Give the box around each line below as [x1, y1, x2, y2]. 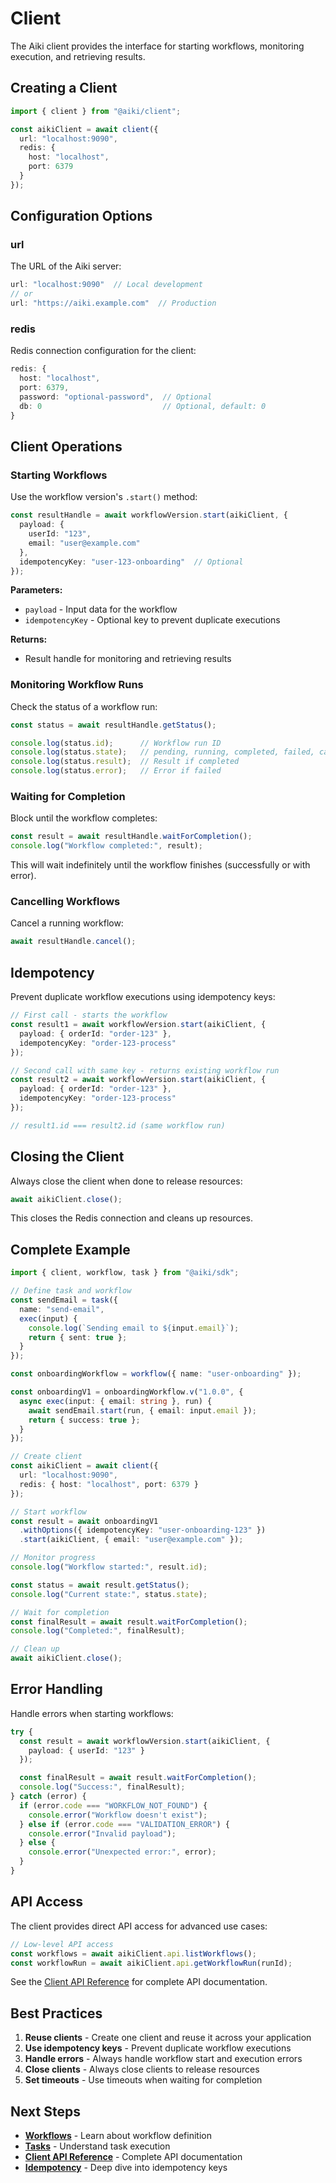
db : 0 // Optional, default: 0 [19, 401, 267, 411]
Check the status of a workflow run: [10, 700, 158, 712]
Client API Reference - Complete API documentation [24, 2151, 243, 2162]
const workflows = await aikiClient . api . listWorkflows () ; [10, 1948, 257, 1959]
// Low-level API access [10, 1939, 114, 1949]
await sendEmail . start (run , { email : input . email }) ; [28, 1405, 257, 1416]
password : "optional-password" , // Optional [19, 392, 213, 402]
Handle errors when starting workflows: [10, 1707, 174, 1719]
